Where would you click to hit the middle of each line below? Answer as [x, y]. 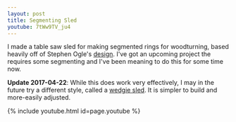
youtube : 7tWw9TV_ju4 [39, 27]
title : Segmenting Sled [42, 20]
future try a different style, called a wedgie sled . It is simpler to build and [112, 90]
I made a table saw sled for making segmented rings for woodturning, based [118, 47]
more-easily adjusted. [39, 97]
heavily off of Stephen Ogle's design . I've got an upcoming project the [109, 54]
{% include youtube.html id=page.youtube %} [74, 111]
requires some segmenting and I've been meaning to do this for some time [116, 62]
